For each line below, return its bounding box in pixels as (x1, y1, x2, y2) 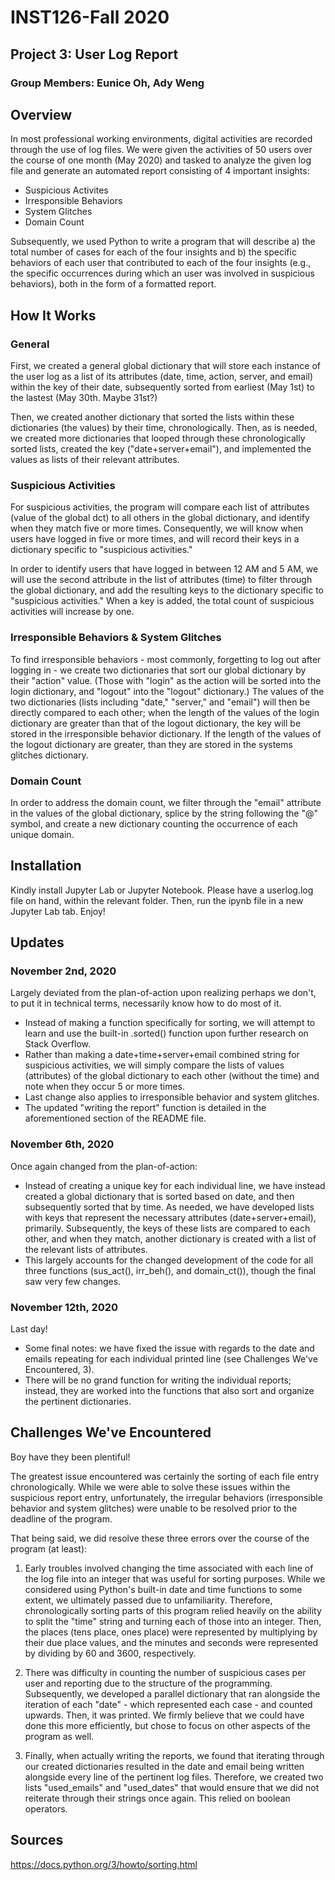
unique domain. (10, 828, 75, 840)
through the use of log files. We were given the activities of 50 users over (10, 144, 313, 156)
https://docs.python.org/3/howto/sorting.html (10, 1858, 198, 1870)
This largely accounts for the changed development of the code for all (24, 1254, 314, 1266)
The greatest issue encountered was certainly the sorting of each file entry (10, 1470, 320, 1482)
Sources (10, 1832, 64, 1849)
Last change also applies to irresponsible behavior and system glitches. (24, 1091, 320, 1103)
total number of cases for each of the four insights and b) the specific (10, 246, 297, 258)
